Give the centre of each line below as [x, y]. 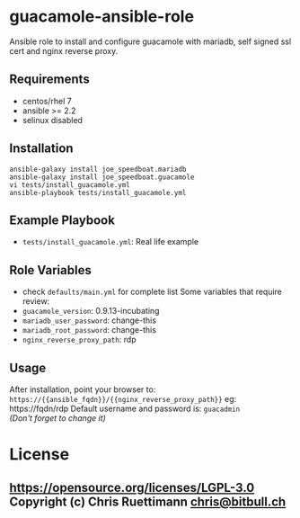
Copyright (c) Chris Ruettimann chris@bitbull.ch [148, 501]
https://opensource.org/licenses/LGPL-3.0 [132, 487]
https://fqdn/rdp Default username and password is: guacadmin [125, 408]
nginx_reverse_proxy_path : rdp [79, 340]
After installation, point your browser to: [83, 389]
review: [36, 301]
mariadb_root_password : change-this [89, 330]
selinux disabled [53, 120]
